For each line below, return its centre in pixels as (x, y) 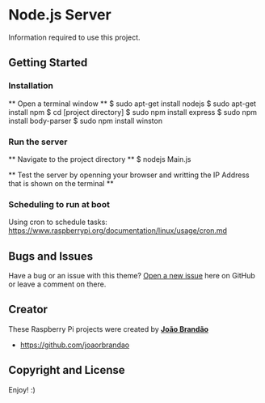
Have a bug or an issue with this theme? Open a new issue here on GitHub (132, 276)
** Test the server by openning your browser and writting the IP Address (129, 175)
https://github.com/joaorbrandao (75, 345)
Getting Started (48, 63)
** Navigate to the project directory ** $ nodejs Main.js (100, 159)
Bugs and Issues (51, 256)
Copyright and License (67, 370)
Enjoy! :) (22, 389)
